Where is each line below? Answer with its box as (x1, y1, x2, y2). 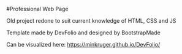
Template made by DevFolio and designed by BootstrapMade (6, 29, 161, 36)
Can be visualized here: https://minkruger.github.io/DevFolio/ (6, 41, 161, 48)
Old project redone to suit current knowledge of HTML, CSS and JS (6, 17, 176, 24)
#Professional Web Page (6, 6, 69, 12)
